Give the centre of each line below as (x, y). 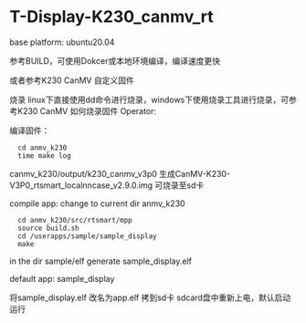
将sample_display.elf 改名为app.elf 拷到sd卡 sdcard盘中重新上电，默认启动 (150, 297)
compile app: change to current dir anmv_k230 (97, 203)
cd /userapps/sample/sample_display (87, 236)
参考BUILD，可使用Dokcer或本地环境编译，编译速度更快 (115, 60)
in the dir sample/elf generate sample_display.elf (100, 261)
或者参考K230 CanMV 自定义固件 (72, 80)
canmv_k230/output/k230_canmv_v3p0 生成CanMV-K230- (120, 173)
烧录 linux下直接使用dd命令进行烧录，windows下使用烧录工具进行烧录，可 (149, 99)
